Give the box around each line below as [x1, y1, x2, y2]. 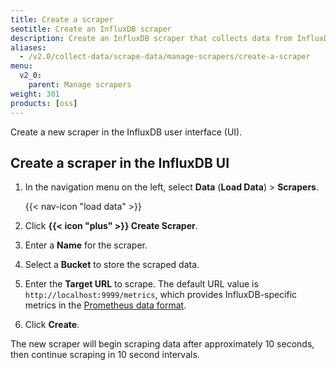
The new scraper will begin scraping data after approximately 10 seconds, [10, 338, 315, 350]
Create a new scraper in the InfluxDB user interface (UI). [10, 126, 243, 138]
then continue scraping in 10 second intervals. [10, 349, 200, 361]
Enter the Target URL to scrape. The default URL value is [24, 278, 259, 290]
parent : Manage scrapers [28, 80, 132, 90]
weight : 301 [10, 89, 60, 99]
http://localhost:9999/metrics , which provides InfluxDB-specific [24, 289, 298, 301]
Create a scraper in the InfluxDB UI [10, 154, 230, 171]
